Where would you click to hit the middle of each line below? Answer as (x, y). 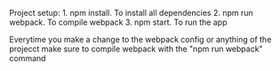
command (28, 58)
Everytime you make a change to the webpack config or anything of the (140, 39)
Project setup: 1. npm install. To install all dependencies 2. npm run (131, 13)
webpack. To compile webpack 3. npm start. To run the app (118, 22)
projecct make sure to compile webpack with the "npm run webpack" (136, 49)
